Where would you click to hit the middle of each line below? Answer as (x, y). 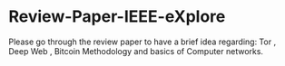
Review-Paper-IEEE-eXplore (117, 17)
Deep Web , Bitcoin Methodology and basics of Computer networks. (136, 51)
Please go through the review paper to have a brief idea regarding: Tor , (142, 42)
